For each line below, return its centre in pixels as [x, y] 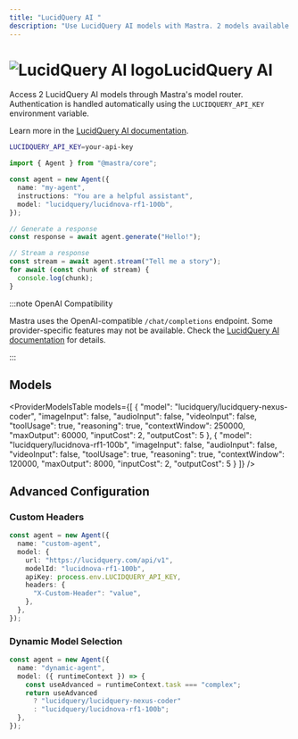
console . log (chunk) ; [55, 278]
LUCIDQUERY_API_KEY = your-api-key [71, 147]
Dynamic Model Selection [66, 641]
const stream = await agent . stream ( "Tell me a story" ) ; [115, 262]
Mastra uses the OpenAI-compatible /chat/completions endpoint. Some [141, 320]
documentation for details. [58, 339]
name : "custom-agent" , [59, 544]
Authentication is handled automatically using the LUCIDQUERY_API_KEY [137, 104]
